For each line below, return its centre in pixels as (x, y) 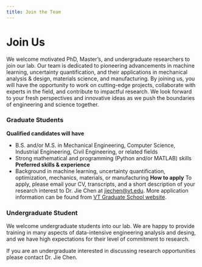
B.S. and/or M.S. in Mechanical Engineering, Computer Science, (95, 145)
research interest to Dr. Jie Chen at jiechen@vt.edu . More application (102, 190)
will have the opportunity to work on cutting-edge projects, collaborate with (101, 85)
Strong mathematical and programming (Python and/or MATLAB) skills (103, 158)
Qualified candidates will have (45, 133)
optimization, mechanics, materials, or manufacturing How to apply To (103, 177)
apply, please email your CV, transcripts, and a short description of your (105, 184)
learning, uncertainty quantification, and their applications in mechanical (97, 72)
